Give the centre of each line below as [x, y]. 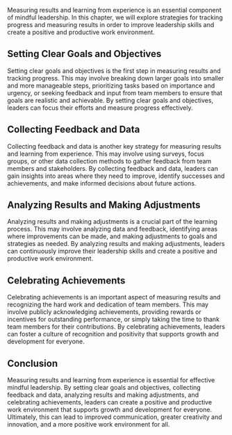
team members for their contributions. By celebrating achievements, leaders [116, 327]
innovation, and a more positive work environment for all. [89, 425]
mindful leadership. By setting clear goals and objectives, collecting [104, 388]
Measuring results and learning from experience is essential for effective [111, 380]
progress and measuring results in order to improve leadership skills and [111, 25]
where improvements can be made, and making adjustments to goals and [112, 236]
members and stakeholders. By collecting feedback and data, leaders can [113, 168]
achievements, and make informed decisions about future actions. [102, 183]
